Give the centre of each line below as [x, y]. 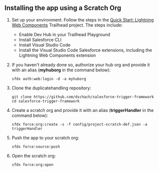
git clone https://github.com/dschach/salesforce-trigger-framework [83, 97]
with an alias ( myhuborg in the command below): [61, 70]
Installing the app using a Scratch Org [63, 8]
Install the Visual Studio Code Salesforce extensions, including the [85, 50]
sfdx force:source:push [36, 147]
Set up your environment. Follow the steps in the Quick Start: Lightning [83, 20]
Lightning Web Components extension [57, 55]
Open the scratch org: [34, 155]
